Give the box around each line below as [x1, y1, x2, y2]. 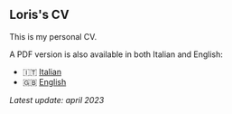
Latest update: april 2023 [9, 94, 105, 105]
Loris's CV [9, 7, 70, 23]
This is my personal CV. [9, 31, 97, 42]
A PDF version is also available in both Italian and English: [9, 49, 224, 60]
